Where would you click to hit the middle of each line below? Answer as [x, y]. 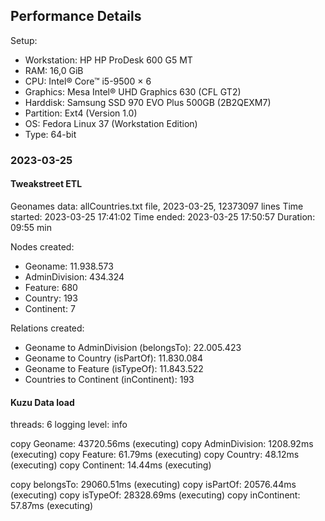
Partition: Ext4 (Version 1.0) [81, 113]
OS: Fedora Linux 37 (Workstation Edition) [111, 123]
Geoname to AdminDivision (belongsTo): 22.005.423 [133, 347]
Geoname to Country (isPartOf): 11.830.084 [113, 358]
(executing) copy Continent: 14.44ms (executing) [111, 465]
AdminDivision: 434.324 [74, 276]
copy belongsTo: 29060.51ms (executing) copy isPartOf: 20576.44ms [153, 485]
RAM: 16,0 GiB [54, 70]
